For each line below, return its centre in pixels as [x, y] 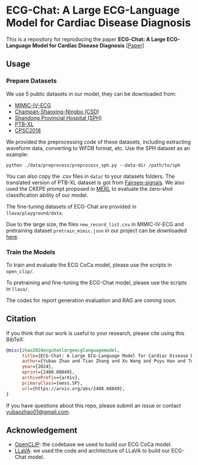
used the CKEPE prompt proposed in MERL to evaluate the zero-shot [90, 188]
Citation [21, 319]
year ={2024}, [38, 367]
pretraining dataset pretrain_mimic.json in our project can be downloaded [97, 230]
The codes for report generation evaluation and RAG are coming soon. [91, 300]
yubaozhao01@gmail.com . [38, 412]
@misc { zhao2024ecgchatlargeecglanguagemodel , [63, 350]
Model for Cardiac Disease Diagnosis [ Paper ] [88, 45]
